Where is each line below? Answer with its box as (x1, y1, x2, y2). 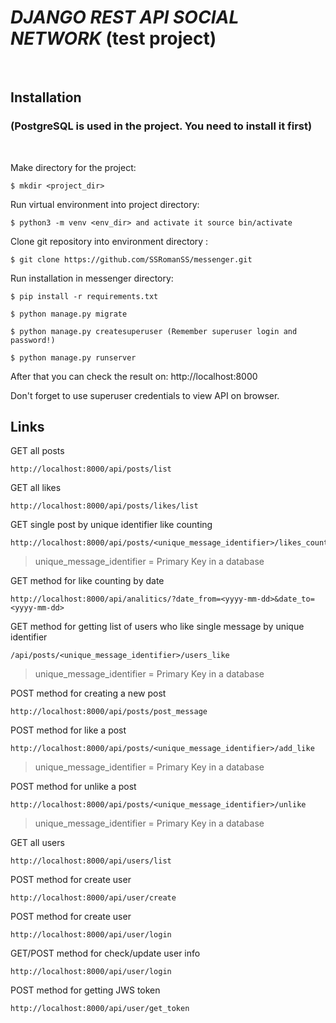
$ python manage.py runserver (10, 352, 137, 363)
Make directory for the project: (10, 161, 137, 173)
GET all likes (10, 482, 62, 494)
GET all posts (10, 445, 65, 457)
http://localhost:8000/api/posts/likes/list (10, 501, 199, 511)
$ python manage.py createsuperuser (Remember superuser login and (10, 326, 298, 336)
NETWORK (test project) (10, 27, 217, 50)
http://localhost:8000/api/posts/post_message (10, 707, 208, 717)
